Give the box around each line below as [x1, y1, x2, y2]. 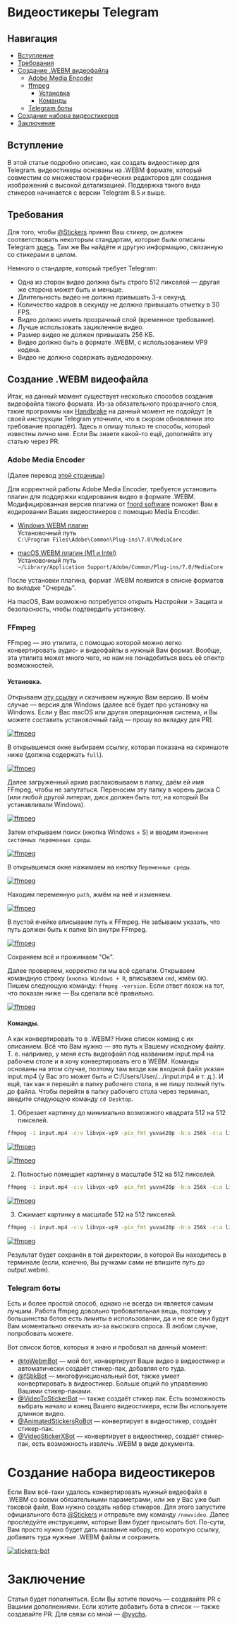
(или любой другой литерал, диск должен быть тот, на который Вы [7, 793, 209, 802]
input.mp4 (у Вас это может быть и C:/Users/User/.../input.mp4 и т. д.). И [7, 1072, 224, 1081]
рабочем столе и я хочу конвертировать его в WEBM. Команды [7, 1057, 200, 1066]
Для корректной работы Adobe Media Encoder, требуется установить [7, 484, 217, 493]
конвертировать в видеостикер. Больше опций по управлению [17, 1379, 208, 1388]
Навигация [7, 33, 58, 45]
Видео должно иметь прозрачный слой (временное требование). [17, 315, 217, 324]
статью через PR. [7, 437, 60, 446]
